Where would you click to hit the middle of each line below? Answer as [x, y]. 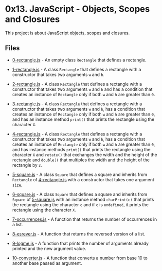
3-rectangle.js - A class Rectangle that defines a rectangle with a [77, 104]
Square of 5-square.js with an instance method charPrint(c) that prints [83, 199]
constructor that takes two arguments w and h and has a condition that [82, 89]
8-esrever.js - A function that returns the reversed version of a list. [79, 234]
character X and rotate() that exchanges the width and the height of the [84, 155]
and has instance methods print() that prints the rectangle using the [81, 149]
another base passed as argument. [47, 263]
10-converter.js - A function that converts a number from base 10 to [80, 258]
